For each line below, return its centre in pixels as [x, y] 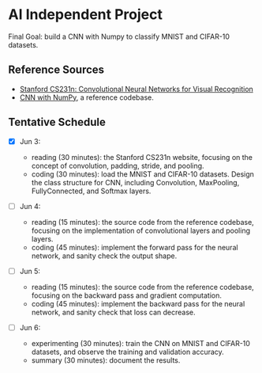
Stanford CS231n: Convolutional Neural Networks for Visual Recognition [137, 89]
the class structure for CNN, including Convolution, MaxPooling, [135, 182]
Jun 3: [30, 141]
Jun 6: [30, 327]
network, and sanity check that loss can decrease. [113, 312]
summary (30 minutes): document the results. [106, 360]
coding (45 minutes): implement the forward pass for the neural [135, 247]
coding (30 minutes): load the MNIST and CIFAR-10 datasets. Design [143, 174]
